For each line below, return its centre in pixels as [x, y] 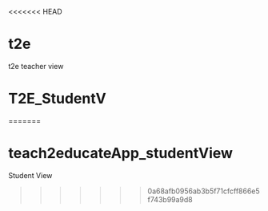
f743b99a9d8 [170, 199]
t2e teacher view [36, 66]
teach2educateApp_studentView [121, 154]
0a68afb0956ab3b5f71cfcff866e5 [204, 191]
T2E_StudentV [57, 99]
